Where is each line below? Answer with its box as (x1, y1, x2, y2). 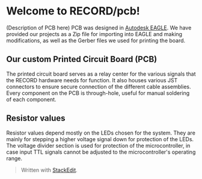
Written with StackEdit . (20, 166, 78, 174)
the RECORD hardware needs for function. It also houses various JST (6, 76, 178, 83)
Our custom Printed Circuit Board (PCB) (6, 54, 158, 64)
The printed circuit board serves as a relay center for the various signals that (6, 70, 197, 77)
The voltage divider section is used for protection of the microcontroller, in (6, 142, 191, 149)
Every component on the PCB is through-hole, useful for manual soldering (6, 89, 190, 97)
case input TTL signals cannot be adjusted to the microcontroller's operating (6, 148, 196, 156)
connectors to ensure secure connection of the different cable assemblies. (6, 83, 191, 90)
